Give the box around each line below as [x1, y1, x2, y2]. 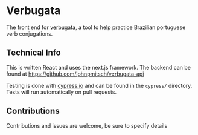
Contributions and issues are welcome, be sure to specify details [6, 122, 168, 129]
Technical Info [6, 48, 62, 58]
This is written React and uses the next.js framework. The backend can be [6, 64, 191, 71]
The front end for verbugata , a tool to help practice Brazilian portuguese [6, 24, 186, 31]
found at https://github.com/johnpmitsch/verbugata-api [6, 70, 144, 77]
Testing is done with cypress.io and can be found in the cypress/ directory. [6, 82, 193, 89]
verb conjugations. [6, 30, 53, 37]
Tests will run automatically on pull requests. [6, 88, 117, 96]
